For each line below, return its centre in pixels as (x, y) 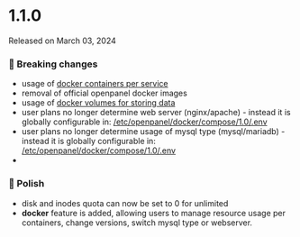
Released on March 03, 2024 (62, 41)
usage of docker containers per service (95, 84)
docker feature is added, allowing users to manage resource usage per (153, 213)
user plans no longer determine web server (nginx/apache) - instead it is (156, 113)
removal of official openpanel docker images (105, 93)
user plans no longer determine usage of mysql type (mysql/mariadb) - (153, 132)
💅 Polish (27, 184)
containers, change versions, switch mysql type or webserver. (137, 223)
